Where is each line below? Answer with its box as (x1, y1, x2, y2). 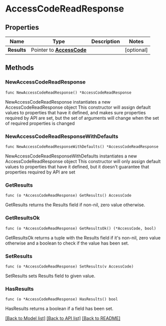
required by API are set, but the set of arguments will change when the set (5, 115, 159, 121)
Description (91, 38, 120, 45)
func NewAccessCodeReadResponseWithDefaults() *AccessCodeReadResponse (5, 144, 158, 149)
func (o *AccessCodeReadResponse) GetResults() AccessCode (5, 193, 132, 198)
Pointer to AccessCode (31, 46, 87, 53)
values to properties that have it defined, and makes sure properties (5, 109, 146, 116)
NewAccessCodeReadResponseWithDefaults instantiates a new (5, 153, 137, 159)
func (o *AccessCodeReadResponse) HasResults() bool (5, 297, 118, 302)
